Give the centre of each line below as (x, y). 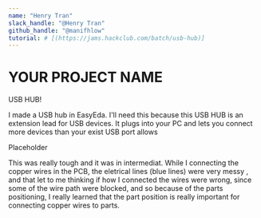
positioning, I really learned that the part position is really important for (124, 197)
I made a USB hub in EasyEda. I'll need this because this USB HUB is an (126, 115)
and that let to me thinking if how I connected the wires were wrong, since (130, 180)
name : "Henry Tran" (41, 16)
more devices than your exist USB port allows (83, 132)
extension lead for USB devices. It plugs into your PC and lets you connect (130, 124)
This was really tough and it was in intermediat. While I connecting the (124, 163)
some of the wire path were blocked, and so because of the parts (116, 188)
